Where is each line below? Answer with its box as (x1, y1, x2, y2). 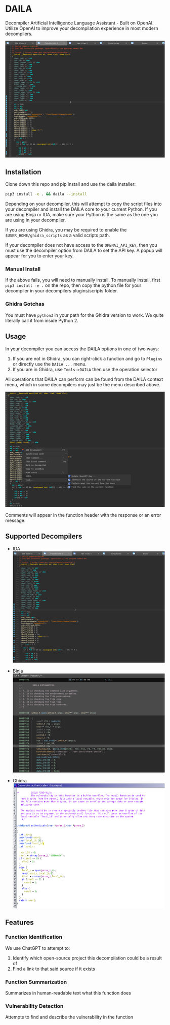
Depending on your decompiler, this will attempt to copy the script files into (5, 201, 162, 207)
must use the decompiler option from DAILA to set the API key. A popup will (5, 247, 163, 254)
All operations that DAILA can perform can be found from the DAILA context (5, 376, 163, 382)
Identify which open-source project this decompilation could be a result (12, 955, 162, 961)
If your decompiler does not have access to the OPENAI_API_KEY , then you (5, 242, 157, 248)
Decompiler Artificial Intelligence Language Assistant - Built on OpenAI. (5, 20, 154, 26)
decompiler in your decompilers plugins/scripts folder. (5, 288, 118, 294)
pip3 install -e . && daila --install (5, 191, 87, 197)
